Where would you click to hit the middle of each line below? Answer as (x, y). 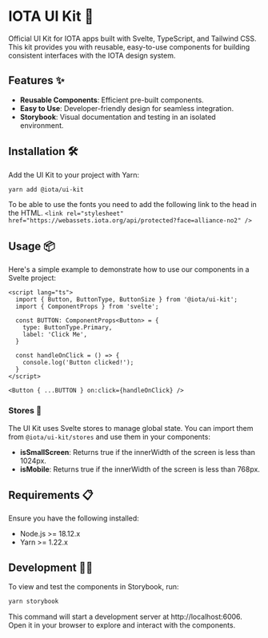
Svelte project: (32, 278)
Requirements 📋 (51, 495)
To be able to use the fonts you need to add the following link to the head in (133, 205)
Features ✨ (36, 80)
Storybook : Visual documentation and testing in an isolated (118, 117)
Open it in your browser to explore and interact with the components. (122, 625)
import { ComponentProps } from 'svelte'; (87, 307)
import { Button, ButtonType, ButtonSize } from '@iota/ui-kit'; (127, 300)
